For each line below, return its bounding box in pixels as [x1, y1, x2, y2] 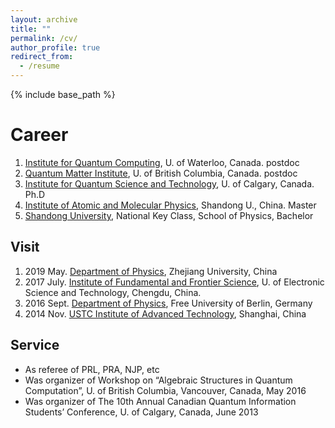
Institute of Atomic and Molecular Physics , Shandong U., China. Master [24, 199, 317, 211]
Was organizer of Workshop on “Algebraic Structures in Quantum [24, 374, 293, 386]
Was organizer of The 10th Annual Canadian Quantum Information [24, 395, 297, 407]
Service [10, 337, 60, 354]
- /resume [19, 61, 60, 71]
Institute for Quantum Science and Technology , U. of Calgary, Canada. [24, 177, 315, 190]
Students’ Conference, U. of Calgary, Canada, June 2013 [24, 406, 259, 418]
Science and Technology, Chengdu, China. [24, 286, 202, 298]
